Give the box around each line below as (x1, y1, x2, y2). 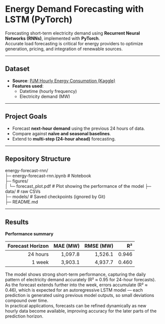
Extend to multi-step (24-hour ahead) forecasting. (12, 136, 116, 142)
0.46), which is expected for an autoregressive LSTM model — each (5, 287, 143, 293)
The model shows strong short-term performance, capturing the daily (5, 271, 146, 277)
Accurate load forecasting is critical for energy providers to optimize (5, 40, 143, 46)
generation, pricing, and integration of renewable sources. (5, 46, 123, 52)
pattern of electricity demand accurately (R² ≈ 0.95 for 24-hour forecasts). (5, 277, 156, 283)
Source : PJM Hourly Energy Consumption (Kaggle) (12, 78, 115, 84)
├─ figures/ (5, 178, 28, 184)
